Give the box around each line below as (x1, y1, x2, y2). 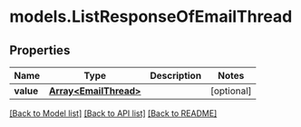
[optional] (209, 84, 252, 97)
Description (149, 70, 202, 82)
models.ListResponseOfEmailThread (9, 6, 293, 27)
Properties (9, 43, 71, 58)
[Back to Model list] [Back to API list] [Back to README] (9, 108, 218, 119)
